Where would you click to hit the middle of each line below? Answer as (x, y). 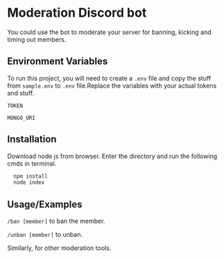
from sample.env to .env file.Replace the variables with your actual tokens (112, 86)
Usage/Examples (45, 204)
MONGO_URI (21, 118)
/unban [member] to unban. (45, 235)
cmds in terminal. (32, 163)
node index (29, 182)
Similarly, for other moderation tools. (59, 248)
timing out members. (37, 39)
